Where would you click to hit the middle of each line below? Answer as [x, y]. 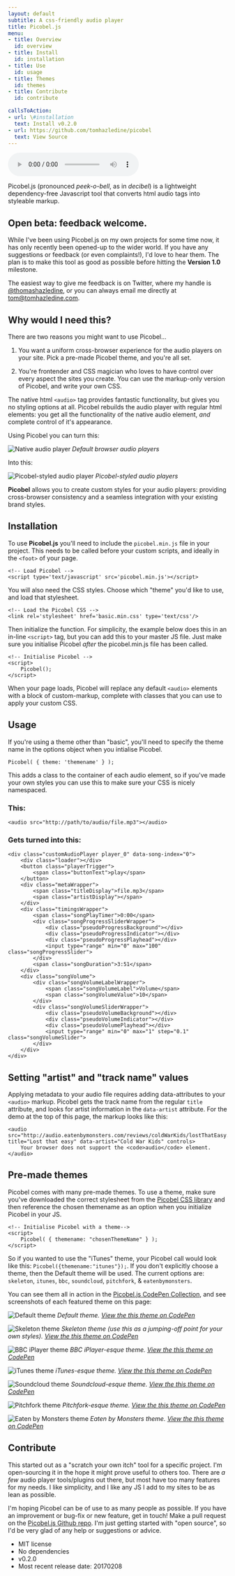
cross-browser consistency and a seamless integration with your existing [113, 497]
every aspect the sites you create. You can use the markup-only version [121, 379]
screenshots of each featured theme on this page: [80, 1301]
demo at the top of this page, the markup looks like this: [88, 1117]
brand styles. [27, 504]
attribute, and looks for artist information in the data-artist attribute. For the [117, 1109]
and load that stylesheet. [44, 597]
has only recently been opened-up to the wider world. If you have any [108, 247]
